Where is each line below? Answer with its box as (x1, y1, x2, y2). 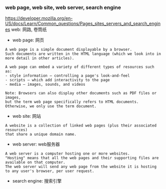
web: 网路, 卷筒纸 (11, 26, 47, 32)
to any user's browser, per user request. (5, 169, 94, 174)
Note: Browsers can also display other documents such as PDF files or (5, 91, 157, 96)
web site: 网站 (12, 113, 41, 119)
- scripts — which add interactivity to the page (5, 78, 110, 83)
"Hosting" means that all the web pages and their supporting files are (5, 156, 159, 161)
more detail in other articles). (5, 56, 75, 61)
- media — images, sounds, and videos (5, 82, 85, 87)
